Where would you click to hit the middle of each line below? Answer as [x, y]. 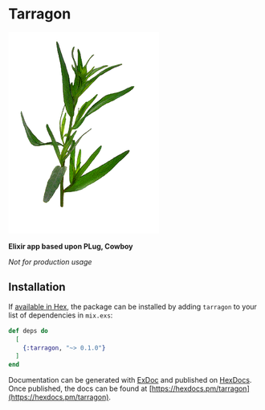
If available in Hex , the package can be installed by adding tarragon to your [132, 306]
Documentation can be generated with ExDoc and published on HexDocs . [130, 380]
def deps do [28, 330]
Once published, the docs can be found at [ [80, 389]
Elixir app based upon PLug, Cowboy [71, 246]
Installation [37, 287]
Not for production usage [50, 261]
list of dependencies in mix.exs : [61, 315]
